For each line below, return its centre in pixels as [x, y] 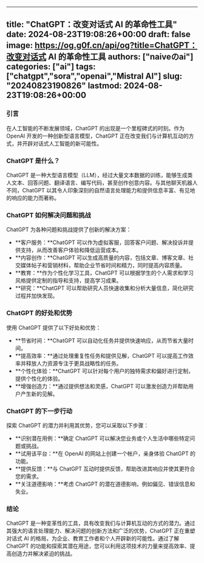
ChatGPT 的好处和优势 [39, 313]
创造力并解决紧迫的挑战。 [43, 554]
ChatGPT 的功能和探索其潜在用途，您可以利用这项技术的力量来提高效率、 [98, 546]
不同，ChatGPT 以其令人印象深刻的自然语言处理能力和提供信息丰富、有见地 [101, 190]
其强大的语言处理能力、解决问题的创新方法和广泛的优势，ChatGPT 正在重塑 [101, 531]
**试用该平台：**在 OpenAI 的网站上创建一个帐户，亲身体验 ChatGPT [102, 453]
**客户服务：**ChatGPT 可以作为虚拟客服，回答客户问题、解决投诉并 [102, 243]
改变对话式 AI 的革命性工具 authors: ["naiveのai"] [100, 57]
